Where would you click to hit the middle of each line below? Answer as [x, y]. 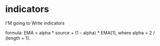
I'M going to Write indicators [35, 23]
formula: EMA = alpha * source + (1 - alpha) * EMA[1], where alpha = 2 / [80, 32]
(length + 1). [18, 38]
